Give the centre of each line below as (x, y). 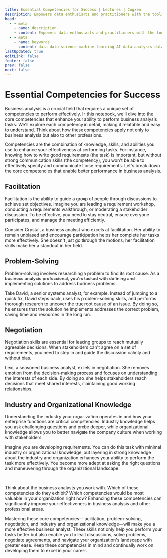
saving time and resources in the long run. (48, 314)
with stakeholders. (24, 438)
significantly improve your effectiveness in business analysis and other (78, 504)
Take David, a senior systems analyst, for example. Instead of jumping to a (81, 293)
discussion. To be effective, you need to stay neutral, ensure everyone (77, 214)
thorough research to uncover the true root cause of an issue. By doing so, (82, 304)
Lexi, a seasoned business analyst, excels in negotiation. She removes (77, 368)
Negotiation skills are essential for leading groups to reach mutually (74, 342)
